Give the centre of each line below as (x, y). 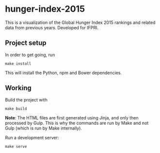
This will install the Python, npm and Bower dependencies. (64, 73)
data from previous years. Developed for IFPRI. (52, 27)
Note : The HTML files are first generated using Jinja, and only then (72, 117)
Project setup (26, 43)
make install (18, 64)
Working (18, 88)
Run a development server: (32, 137)
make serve (16, 146)
